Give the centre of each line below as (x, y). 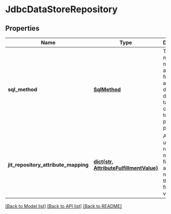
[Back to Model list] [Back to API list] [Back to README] (64, 206)
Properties (22, 28)
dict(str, (103, 162)
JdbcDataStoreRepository (62, 9)
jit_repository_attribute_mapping (48, 165)
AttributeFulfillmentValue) (126, 168)
